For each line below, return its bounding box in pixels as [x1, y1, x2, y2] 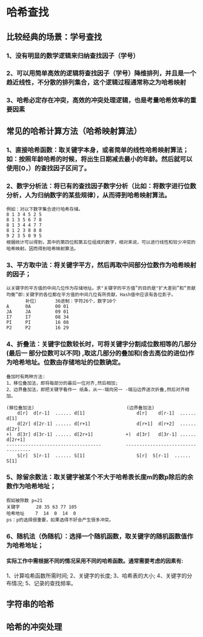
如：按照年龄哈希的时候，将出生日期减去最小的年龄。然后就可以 [6, 154, 193, 163]
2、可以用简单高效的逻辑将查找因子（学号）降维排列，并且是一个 [6, 69, 197, 78]
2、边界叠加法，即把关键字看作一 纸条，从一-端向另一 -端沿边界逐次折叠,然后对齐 [6, 387, 185, 393]
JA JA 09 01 [6, 309, 69, 315]
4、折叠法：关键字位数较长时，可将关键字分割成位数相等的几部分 [6, 340, 197, 348]
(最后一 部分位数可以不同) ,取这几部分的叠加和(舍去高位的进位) [6, 349, 188, 357]
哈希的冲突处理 [6, 621, 62, 632]
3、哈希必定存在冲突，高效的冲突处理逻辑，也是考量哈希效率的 [6, 96, 190, 105]
